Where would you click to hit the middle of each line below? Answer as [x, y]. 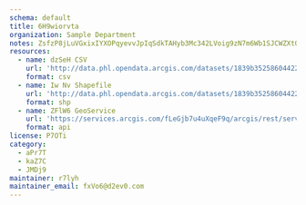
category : [28, 144]
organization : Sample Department [73, 34]
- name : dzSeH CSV [53, 60]
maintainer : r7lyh [44, 178]
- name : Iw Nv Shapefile [65, 85]
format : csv [48, 77]
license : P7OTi [38, 136]
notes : [22, 43]
